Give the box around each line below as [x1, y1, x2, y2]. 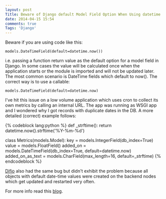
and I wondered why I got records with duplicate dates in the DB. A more [5, 108, 154, 114]
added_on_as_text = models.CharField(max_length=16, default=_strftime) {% [5, 153, 161, 159]
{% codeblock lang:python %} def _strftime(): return [5, 123, 112, 129]
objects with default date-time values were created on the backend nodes [5, 173, 156, 179]
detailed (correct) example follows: [5, 113, 76, 119]
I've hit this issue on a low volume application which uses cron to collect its [5, 97, 159, 103]
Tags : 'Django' [5, 26, 37, 31]
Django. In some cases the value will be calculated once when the [5, 63, 140, 69]
